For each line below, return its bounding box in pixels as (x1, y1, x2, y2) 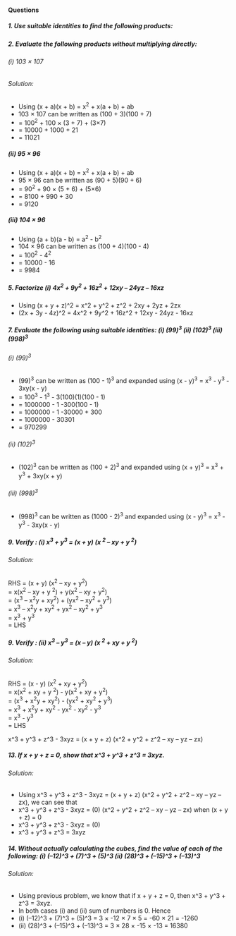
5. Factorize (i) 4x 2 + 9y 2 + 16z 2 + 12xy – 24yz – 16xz (8, 282, 165, 292)
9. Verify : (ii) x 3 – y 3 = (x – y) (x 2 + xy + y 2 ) (8, 637, 138, 647)
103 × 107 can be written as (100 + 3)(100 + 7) (18, 109, 152, 118)
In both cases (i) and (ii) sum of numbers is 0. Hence (18, 906, 171, 915)
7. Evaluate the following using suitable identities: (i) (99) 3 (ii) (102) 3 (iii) (8, 324, 223, 334)
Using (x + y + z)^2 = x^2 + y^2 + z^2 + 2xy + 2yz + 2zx (18, 300, 182, 310)
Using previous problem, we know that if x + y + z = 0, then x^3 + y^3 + (18, 892, 226, 900)
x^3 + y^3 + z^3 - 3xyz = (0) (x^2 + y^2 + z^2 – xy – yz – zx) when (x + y (18, 806, 228, 814)
